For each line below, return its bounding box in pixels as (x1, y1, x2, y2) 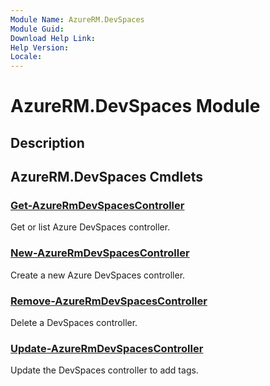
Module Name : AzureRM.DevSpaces (10, 14, 145, 25)
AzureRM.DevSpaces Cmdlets (10, 169, 204, 186)
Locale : (10, 52, 43, 62)
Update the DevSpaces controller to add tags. (10, 364, 199, 376)
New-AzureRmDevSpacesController (10, 246, 190, 260)
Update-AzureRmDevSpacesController (10, 341, 204, 355)
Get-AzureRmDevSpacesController (10, 199, 185, 213)
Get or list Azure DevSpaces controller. (10, 221, 171, 233)
